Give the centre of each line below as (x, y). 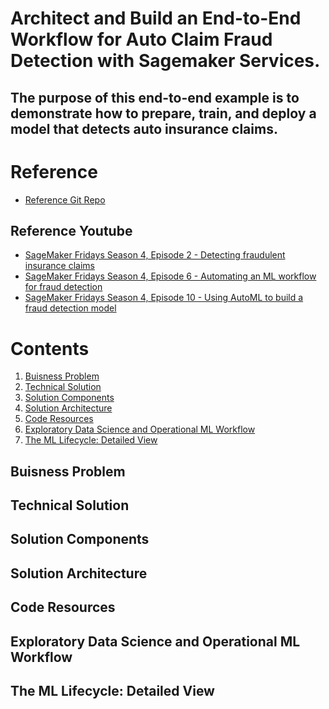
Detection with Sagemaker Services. (165, 61)
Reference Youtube (71, 230)
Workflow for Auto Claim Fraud (141, 39)
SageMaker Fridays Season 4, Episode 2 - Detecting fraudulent (155, 255)
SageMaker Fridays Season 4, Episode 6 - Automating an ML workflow (170, 276)
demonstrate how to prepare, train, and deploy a (163, 113)
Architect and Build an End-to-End (156, 18)
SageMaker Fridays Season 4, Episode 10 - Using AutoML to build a (164, 298)
